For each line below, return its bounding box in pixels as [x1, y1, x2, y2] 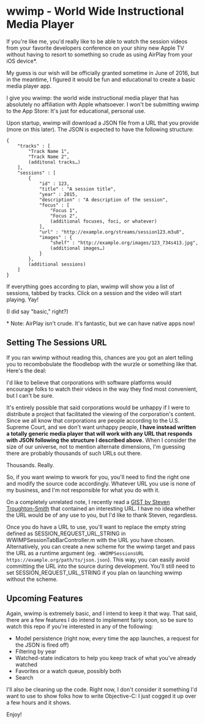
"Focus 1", [50, 207, 78, 213]
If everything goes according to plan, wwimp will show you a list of [6, 283, 174, 290]
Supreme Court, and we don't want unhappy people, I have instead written [6, 423, 196, 431]
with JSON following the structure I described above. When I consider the [6, 436, 196, 444]
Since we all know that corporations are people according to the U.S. [6, 417, 180, 424]
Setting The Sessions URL [6, 337, 107, 348]
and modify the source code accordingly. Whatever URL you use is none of [6, 479, 196, 487]
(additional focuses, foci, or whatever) [50, 218, 157, 224]
